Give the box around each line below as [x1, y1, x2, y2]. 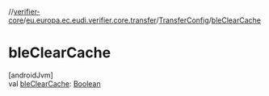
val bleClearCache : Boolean [8, 78, 101, 88]
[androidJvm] [8, 70, 54, 80]
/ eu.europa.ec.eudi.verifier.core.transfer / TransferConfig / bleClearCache [23, 15, 261, 25]
